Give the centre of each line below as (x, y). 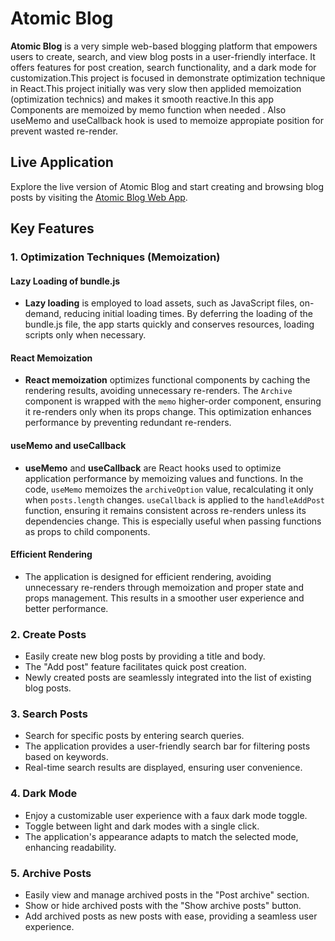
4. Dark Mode (44, 794)
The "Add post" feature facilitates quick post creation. (135, 667)
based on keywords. (66, 757)
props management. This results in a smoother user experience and (164, 598)
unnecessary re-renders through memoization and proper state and (164, 587)
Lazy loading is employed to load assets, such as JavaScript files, (161, 303)
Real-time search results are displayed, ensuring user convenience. (163, 768)
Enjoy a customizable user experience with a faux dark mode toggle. (166, 815)
